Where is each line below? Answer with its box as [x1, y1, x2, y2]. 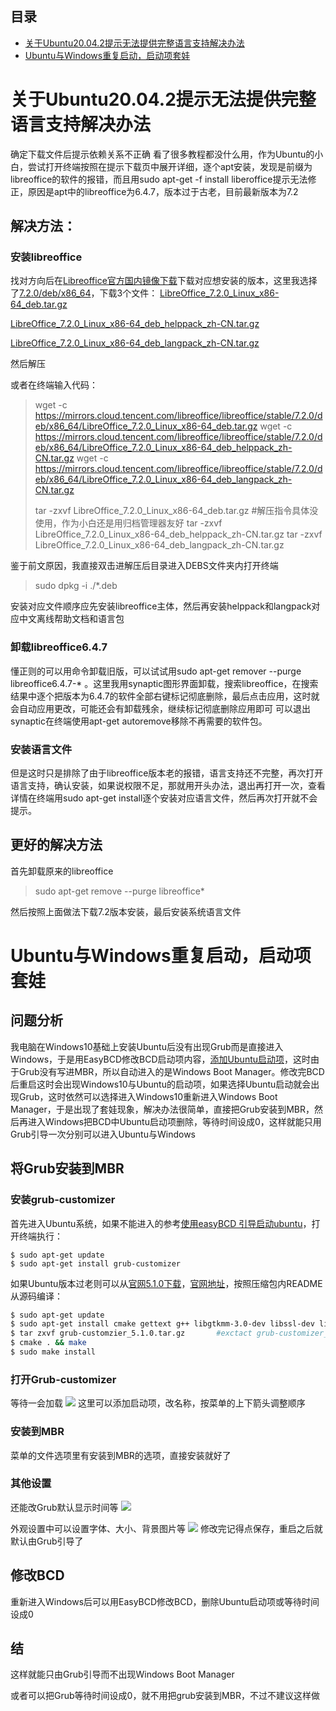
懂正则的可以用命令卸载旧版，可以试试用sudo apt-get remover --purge [10, 665, 302, 677]
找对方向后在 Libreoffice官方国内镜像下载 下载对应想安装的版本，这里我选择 [10, 275, 318, 287]
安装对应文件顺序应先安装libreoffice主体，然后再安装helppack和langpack [10, 600, 312, 612]
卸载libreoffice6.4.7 [10, 640, 108, 654]
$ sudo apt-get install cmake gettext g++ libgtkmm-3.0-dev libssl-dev [10, 1319, 315, 1329]
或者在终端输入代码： [10, 379, 98, 391]
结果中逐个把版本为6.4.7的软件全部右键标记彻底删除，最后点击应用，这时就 [10, 690, 320, 702]
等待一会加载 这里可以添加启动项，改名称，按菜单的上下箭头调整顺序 [10, 1397, 306, 1409]
